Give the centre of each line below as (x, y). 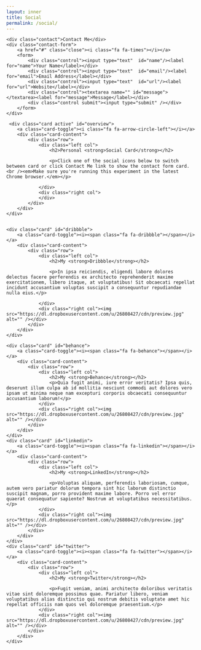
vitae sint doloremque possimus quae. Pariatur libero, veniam (87, 594)
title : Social (24, 18)
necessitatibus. (172, 499)
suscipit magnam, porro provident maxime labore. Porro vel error (91, 494)
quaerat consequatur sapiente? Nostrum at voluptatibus (78, 499)
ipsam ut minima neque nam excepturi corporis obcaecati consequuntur (97, 394)
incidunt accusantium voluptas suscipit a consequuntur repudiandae (94, 288)
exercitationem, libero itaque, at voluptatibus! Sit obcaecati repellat (101, 282)
